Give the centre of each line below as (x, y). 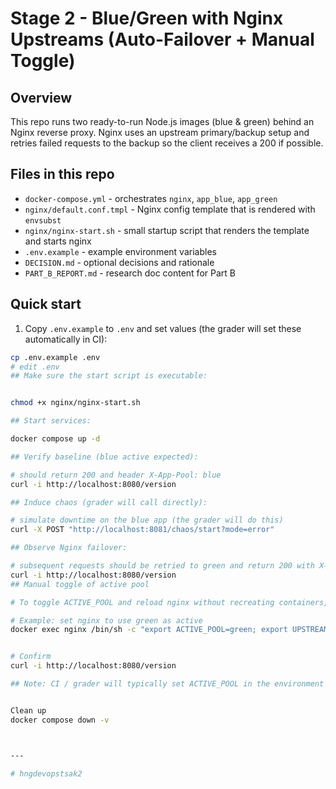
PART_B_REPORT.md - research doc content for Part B (130, 273)
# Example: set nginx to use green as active (106, 620)
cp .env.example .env (55, 357)
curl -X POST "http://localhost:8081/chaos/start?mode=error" (142, 530)
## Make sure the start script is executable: (109, 376)
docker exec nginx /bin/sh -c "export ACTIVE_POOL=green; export (149, 630)
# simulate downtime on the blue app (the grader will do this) (147, 520)
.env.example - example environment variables (120, 251)
